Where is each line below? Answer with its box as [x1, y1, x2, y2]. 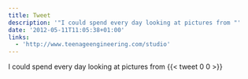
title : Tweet [8, 11, 51, 20]
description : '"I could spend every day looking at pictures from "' [8, 19, 242, 27]
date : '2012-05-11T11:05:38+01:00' [8, 26, 125, 34]
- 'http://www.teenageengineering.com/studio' [15, 41, 171, 48]
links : [8, 33, 30, 41]
